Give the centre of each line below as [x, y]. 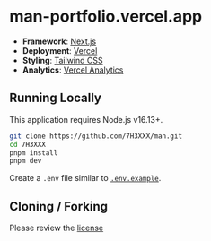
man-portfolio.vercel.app [106, 17]
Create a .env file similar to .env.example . [85, 178]
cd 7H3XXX [28, 144]
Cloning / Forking [59, 207]
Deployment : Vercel [60, 50]
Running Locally [55, 98]
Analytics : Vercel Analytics [73, 70]
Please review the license [57, 228]
